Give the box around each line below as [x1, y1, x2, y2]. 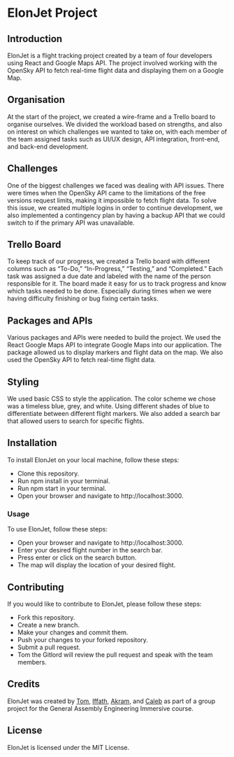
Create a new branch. [17, 620, 80, 629]
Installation [7, 437, 57, 449]
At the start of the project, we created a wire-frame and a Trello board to [7, 112, 216, 120]
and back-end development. [7, 142, 89, 151]
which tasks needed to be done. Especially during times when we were [7, 287, 212, 296]
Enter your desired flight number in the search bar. [17, 546, 163, 555]
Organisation [7, 94, 65, 106]
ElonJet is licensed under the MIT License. [7, 743, 130, 751]
